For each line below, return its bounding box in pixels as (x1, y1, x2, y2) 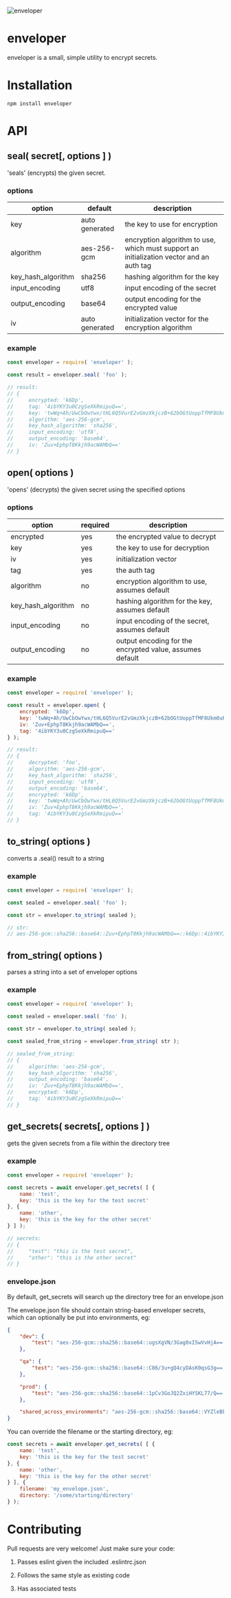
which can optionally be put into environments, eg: (7, 1313, 151, 1321)
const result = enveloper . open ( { (7, 702, 107, 709)
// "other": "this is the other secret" (7, 1254, 137, 1261)
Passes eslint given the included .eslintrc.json (16, 1557, 146, 1566)
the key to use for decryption (115, 543, 210, 552)
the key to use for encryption (124, 220, 218, 229)
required (80, 520, 110, 529)
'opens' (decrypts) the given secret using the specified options (7, 485, 186, 494)
